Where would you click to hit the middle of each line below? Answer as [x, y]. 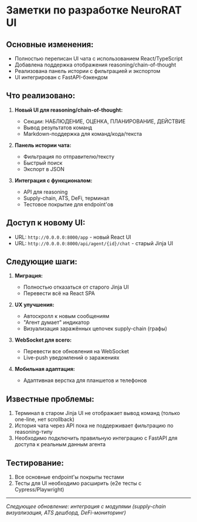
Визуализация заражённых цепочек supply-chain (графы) [95, 329]
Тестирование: [35, 463]
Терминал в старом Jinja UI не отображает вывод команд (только [97, 413]
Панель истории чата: [43, 145]
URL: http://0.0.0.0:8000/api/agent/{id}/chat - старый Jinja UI [94, 243]
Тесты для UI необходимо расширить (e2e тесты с [78, 483]
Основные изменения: [50, 44]
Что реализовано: [41, 96]
